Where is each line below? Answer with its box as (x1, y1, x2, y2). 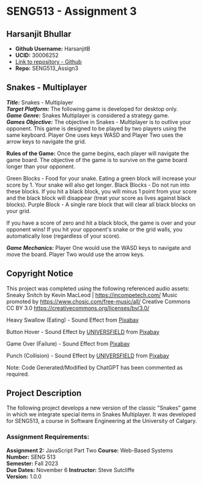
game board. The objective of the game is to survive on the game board (6, 156, 188, 163)
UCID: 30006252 (15, 52, 59, 59)
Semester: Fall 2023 (6, 459, 59, 467)
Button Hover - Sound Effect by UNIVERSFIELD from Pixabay (6, 328, 160, 335)
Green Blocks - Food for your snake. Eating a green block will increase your (6, 174, 197, 182)
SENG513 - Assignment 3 (6, 4, 137, 18)
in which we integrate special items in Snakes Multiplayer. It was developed (6, 411, 196, 418)
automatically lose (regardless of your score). (6, 232, 121, 239)
